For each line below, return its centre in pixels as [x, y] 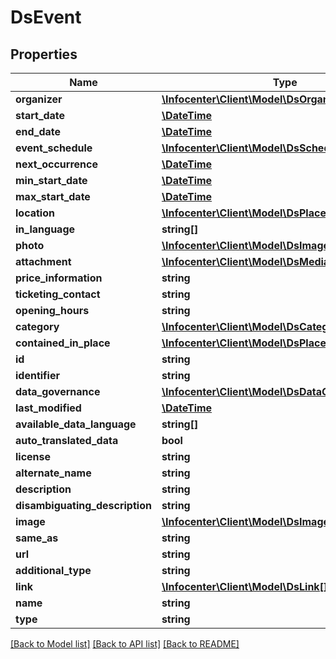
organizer [39, 99]
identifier [37, 375]
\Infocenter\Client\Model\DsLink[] [244, 586]
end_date [38, 131]
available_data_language [76, 424]
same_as [37, 538]
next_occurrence [56, 164]
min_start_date [51, 180]
